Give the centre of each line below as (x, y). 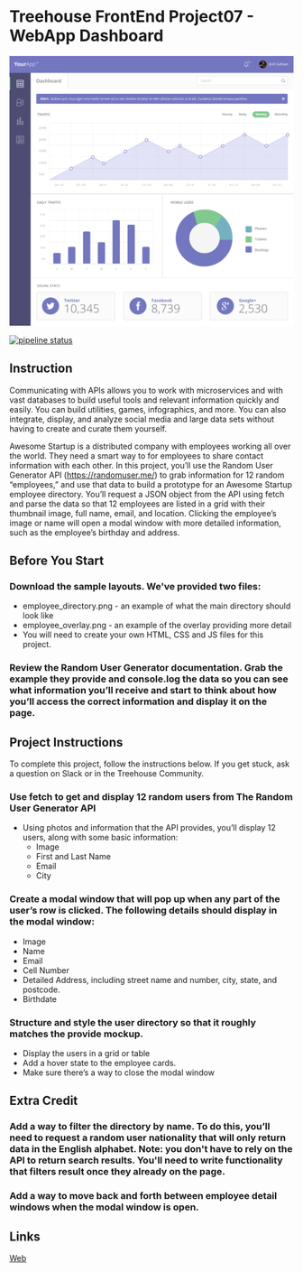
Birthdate (39, 998)
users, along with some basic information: (100, 838)
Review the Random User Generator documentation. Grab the (146, 668)
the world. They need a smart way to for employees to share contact (137, 455)
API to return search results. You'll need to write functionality (146, 1160)
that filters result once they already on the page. (117, 1172)
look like (38, 616)
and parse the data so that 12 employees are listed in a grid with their (138, 504)
